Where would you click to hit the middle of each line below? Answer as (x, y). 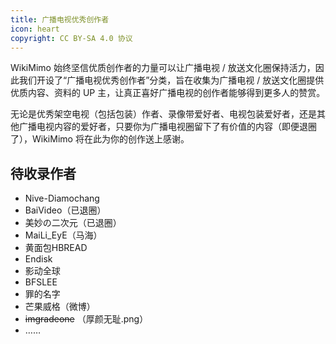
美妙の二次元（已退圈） (73, 223)
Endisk (38, 259)
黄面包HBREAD (56, 248)
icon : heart (35, 29)
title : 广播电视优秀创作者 (60, 19)
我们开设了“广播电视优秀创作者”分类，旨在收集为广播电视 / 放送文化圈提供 (171, 80)
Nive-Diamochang (62, 198)
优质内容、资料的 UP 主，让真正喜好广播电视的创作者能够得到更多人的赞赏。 (168, 93)
